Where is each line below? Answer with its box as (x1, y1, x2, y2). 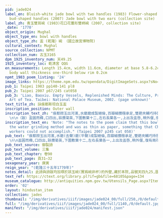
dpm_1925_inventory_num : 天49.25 (5, 57, 72, 62)
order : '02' (5, 183, 29, 188)
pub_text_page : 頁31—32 (5, 156, 52, 161)
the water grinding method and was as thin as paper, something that (9, 124, 153, 129)
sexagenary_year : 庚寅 (5, 161, 49, 166)
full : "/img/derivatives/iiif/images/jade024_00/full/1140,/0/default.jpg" (5, 201, 162, 206)
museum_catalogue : (5, 179, 42, 184)
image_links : (5, 79, 32, 84)
